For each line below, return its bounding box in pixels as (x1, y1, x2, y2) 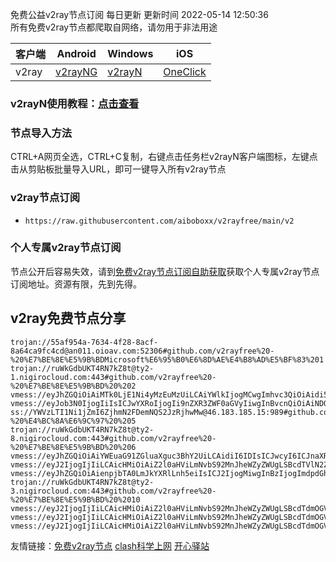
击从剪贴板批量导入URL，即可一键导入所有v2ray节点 (10, 163, 227, 175)
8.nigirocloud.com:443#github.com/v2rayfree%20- (10, 433, 217, 443)
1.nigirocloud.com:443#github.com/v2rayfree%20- (10, 372, 217, 382)
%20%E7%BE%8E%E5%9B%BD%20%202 (10, 381, 137, 391)
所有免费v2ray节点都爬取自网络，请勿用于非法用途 (10, 21, 218, 33)
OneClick (163, 65, 207, 78)
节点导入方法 (10, 126, 73, 140)
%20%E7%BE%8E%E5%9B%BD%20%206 (10, 442, 137, 452)
